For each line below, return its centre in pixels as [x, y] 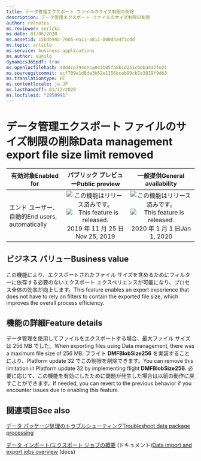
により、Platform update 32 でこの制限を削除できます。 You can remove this [100, 361]
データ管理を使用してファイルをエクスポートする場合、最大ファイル [90, 338]
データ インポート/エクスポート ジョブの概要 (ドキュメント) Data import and [99, 445]
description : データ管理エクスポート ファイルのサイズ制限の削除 [78, 17]
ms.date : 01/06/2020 [32, 34]
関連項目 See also [38, 410]
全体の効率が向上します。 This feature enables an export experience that [100, 289]
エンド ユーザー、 [34, 207]
